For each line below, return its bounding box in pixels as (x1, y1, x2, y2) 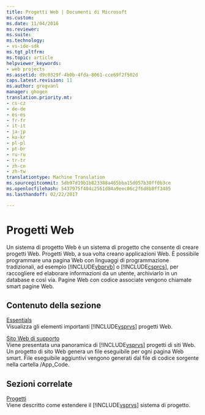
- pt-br (6, 145, 26, 152)
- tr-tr (6, 157, 26, 163)
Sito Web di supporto (6, 335, 60, 342)
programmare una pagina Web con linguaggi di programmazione (6, 256, 170, 264)
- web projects (6, 66, 45, 72)
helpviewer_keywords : (6, 60, 62, 66)
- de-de (6, 105, 26, 112)
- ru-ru (6, 151, 26, 158)
